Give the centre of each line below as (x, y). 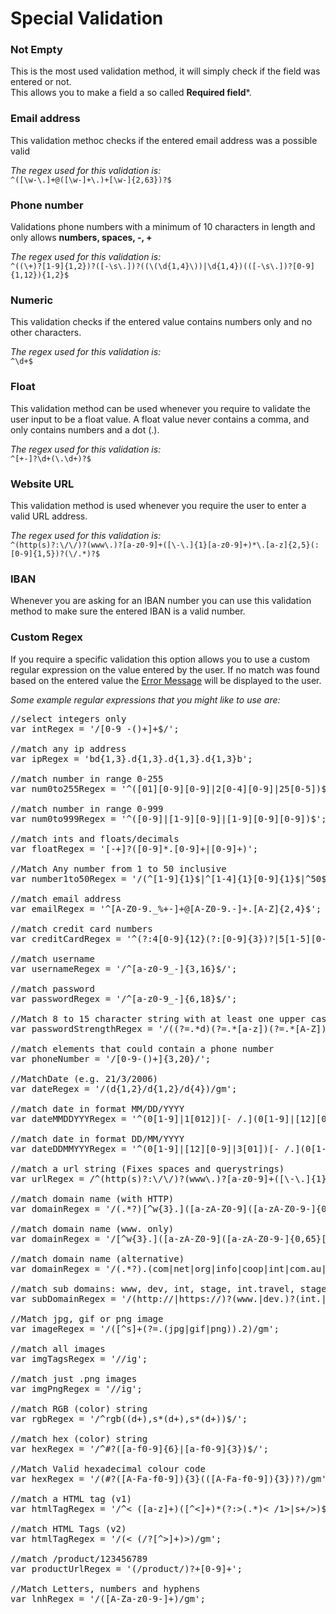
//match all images (58, 1348)
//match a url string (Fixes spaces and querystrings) (147, 1168)
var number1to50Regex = (68, 878)
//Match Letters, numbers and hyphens (105, 1588)
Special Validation (87, 18)
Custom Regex (46, 637)
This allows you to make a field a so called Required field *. (131, 93)
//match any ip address (68, 748)
